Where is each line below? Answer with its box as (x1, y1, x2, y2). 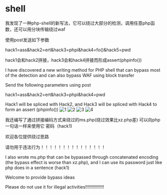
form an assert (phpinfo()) (5, 106, 59, 112)
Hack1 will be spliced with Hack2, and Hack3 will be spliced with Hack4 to (5, 101, 157, 107)
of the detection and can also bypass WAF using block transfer (5, 72, 135, 78)
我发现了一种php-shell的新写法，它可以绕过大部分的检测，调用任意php (5, 20, 151, 26)
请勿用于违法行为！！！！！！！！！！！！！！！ (5, 144, 106, 150)
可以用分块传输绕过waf (18, 26, 66, 32)
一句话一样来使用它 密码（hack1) (5, 123, 72, 129)
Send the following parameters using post (5, 82, 91, 88)
